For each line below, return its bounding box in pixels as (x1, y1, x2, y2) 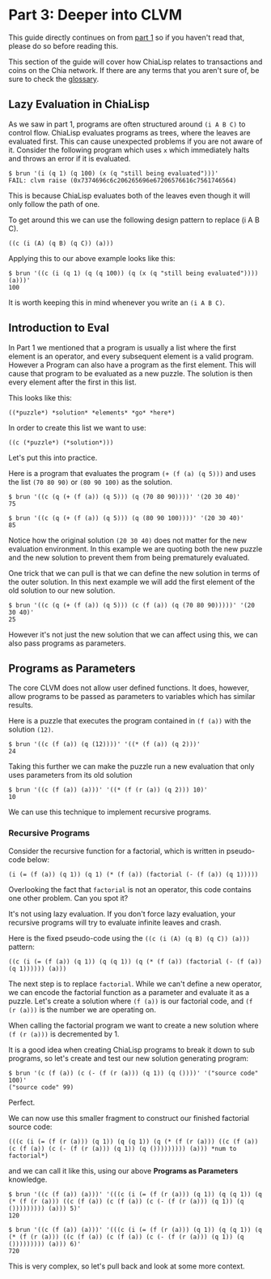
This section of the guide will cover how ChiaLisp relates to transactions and (8, 57, 263, 67)
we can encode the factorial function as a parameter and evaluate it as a (8, 987, 250, 997)
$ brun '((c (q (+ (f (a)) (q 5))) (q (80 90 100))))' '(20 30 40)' (8, 513, 244, 522)
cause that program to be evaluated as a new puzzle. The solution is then (8, 368, 253, 378)
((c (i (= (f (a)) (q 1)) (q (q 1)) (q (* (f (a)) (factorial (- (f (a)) (8, 957, 263, 966)
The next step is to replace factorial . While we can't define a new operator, (8, 979, 263, 989)
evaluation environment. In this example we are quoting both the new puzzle (8, 543, 263, 553)
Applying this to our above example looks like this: (8, 253, 176, 263)
